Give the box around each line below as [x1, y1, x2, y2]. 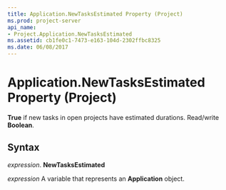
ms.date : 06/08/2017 [7, 44, 69, 51]
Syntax [7, 141, 40, 154]
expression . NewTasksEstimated [7, 160, 106, 169]
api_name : [7, 24, 37, 31]
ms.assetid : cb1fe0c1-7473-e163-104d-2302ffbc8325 [7, 37, 161, 44]
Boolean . [7, 121, 34, 129]
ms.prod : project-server [7, 17, 81, 24]
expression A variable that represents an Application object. [7, 174, 185, 183]
